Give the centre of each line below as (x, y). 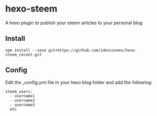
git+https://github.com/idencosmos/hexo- (93, 50)
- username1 (23, 96)
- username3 (23, 105)
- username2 (23, 100)
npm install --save (26, 50)
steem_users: (19, 91)
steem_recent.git (24, 54)
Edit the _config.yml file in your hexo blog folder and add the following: (79, 82)
